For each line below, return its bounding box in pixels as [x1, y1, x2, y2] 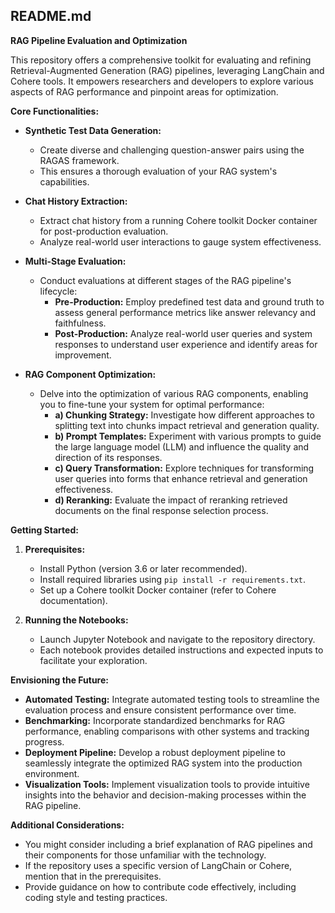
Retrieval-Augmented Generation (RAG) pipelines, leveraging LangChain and [10, 64, 325, 76]
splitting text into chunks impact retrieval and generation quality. [54, 419, 320, 431]
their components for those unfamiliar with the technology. [24, 849, 267, 861]
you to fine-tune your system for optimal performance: [39, 398, 265, 410]
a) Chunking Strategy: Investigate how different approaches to [54, 409, 315, 421]
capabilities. [39, 175, 90, 188]
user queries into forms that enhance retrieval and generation [54, 472, 308, 484]
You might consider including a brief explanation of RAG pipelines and [24, 838, 313, 850]
